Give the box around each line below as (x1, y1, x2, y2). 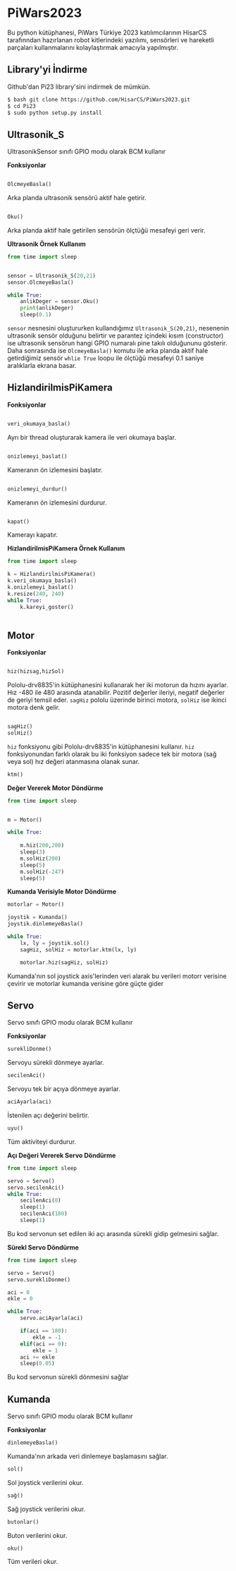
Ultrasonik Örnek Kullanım (7, 240, 86, 248)
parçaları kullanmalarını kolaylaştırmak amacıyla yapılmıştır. (7, 43, 178, 51)
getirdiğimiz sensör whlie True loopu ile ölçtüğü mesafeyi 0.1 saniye (7, 354, 204, 362)
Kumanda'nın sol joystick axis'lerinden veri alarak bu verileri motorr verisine (7, 971, 227, 980)
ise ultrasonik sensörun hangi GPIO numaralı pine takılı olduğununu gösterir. (7, 339, 228, 347)
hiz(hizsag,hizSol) (7, 668, 65, 675)
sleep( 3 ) (20, 849, 46, 856)
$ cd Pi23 (7, 102, 37, 110)
